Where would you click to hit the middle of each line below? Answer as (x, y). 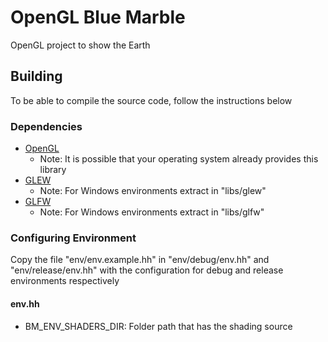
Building (36, 76)
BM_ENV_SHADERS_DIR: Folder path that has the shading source (158, 326)
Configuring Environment (73, 238)
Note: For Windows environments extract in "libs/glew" (153, 191)
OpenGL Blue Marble (98, 17)
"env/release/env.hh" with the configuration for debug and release (147, 270)
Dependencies (46, 126)
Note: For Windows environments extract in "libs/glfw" (152, 212)
